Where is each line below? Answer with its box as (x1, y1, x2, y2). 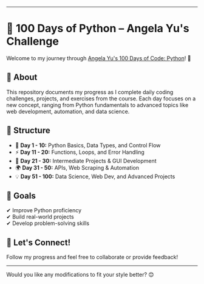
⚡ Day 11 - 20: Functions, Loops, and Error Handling (15, 148, 144, 156)
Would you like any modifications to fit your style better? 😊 (6, 271, 154, 279)
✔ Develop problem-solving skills (6, 220, 90, 227)
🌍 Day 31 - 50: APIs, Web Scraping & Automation (15, 164, 140, 171)
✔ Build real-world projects (6, 213, 74, 221)
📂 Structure (6, 125, 50, 136)
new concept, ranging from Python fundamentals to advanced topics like (6, 101, 189, 108)
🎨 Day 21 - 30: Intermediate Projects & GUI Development (15, 157, 157, 164)
